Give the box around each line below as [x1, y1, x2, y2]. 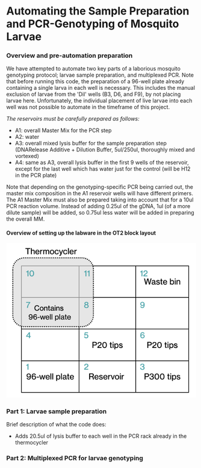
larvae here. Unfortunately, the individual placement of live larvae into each [6, 97, 193, 104]
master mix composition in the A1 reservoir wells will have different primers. [6, 190, 194, 197]
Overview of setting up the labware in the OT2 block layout [6, 229, 156, 236]
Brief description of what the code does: [6, 421, 107, 428]
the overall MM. [6, 215, 45, 223]
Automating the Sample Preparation [6, 4, 190, 18]
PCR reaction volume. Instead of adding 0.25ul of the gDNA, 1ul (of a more [6, 203, 191, 210]
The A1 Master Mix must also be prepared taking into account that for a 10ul [6, 196, 194, 203]
